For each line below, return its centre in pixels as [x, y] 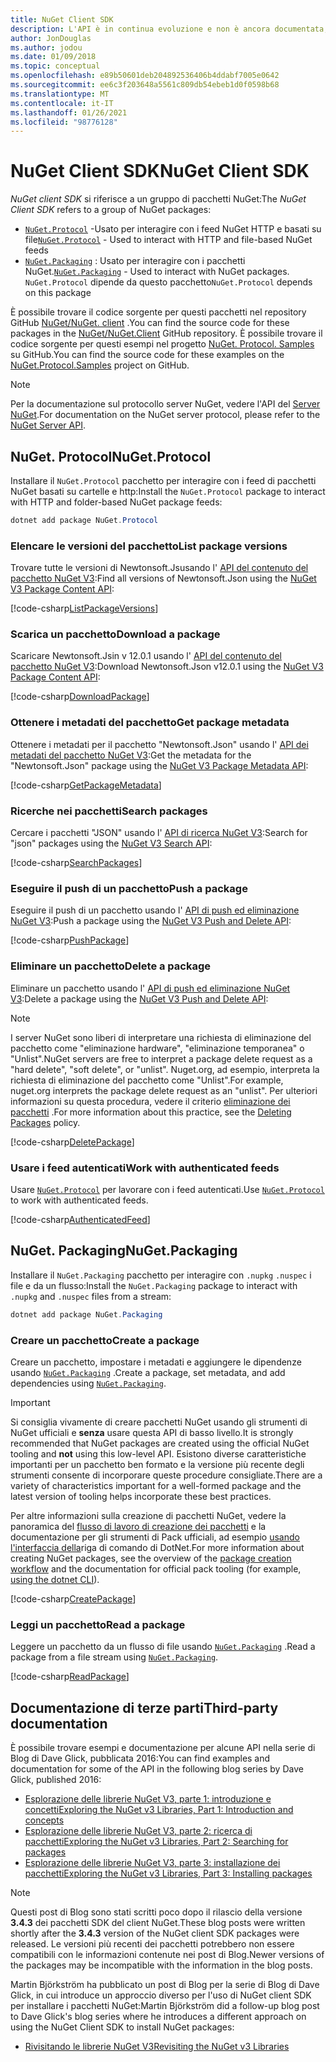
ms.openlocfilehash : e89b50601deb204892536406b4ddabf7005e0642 [145, 76]
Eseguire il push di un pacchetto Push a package [129, 888]
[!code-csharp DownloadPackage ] [80, 697]
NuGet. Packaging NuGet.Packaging [124, 1251]
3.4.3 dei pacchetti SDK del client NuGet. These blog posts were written [158, 1923]
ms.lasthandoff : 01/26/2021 [69, 112]
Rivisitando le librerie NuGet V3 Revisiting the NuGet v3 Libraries [157, 2047]
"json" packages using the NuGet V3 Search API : [111, 843]
